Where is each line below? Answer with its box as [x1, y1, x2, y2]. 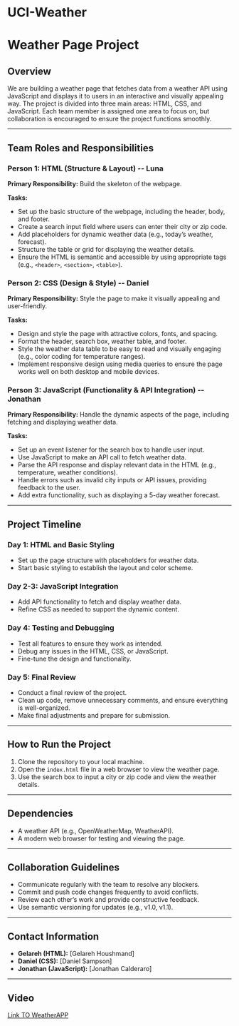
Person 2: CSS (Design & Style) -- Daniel [7, 278, 149, 288]
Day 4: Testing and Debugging [7, 623, 115, 633]
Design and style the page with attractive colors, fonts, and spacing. [17, 330, 218, 338]
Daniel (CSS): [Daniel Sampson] [17, 957, 112, 965]
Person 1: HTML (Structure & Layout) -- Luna [7, 163, 164, 173]
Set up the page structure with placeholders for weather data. [17, 556, 199, 564]
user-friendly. [7, 302, 48, 310]
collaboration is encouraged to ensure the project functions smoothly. [7, 115, 212, 123]
